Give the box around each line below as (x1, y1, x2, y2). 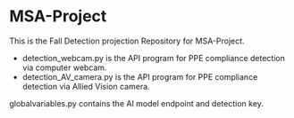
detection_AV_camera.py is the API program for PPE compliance (21, 71, 258, 82)
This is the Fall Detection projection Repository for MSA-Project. (9, 35, 245, 46)
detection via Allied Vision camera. (21, 81, 150, 91)
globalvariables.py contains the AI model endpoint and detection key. (9, 98, 264, 108)
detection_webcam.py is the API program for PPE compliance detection (21, 52, 286, 63)
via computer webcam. (21, 62, 107, 73)
